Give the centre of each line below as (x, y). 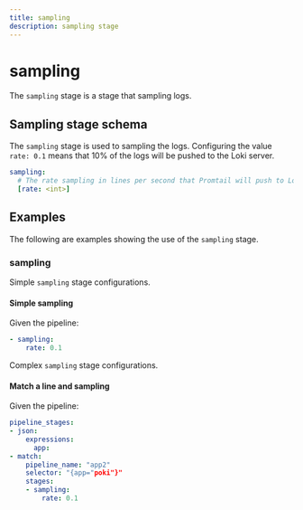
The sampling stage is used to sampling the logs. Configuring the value (141, 146)
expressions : (50, 439)
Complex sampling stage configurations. (84, 365)
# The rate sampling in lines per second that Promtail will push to (151, 181)
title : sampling (40, 18)
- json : (24, 431)
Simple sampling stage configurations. (80, 282)
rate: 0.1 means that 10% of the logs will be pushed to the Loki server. (142, 156)
